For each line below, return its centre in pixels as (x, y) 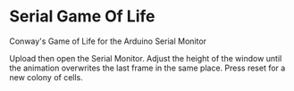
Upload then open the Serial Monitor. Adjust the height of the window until (146, 58)
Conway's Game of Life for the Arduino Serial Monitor (108, 41)
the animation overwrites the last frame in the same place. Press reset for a (147, 68)
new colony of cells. (46, 77)
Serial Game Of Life (82, 17)
